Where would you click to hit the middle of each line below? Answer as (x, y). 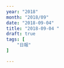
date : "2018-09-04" (30, 23)
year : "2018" (22, 12)
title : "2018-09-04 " (33, 28)
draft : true (21, 34)
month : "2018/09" (28, 17)
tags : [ (16, 39)
